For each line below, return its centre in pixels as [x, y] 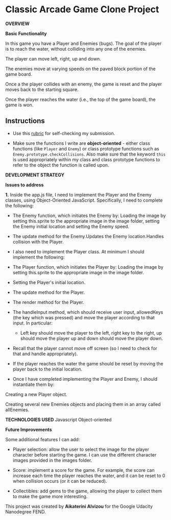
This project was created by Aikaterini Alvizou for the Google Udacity [79, 506]
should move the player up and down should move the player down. [92, 338]
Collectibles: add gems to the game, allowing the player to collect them [87, 491]
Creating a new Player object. [36, 394]
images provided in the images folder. [52, 460]
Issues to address [25, 185]
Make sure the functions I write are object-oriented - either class [81, 143]
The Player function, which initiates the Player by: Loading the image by [88, 267]
